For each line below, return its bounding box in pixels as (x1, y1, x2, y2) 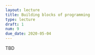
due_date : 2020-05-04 (5, 31, 52, 36)
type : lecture (5, 17, 36, 22)
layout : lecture (5, 7, 40, 13)
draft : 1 (5, 21, 24, 27)
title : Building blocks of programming (5, 12, 90, 17)
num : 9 (5, 26, 19, 32)
